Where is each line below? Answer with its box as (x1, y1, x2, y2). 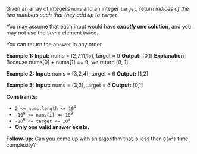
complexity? (6, 142, 36, 148)
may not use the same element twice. (6, 29, 98, 36)
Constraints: (6, 93, 38, 100)
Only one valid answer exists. (14, 124, 90, 130)
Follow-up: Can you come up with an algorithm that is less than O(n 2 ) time (6, 135, 189, 142)
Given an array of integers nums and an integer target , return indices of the (6, 5, 189, 12)
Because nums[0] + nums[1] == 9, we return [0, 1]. (6, 59, 130, 65)
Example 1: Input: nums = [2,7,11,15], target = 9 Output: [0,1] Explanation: (6, 52, 186, 59)
